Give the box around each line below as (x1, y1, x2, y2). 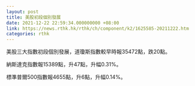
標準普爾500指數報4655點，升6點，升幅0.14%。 (6, 73, 126, 81)
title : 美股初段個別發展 (6, 14, 61, 20)
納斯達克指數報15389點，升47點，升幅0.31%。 (6, 61, 122, 68)
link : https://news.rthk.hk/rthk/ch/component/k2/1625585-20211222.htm (6, 25, 189, 32)
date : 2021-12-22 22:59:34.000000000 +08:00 (6, 20, 119, 26)
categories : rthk (6, 31, 50, 37)
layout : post (6, 8, 39, 15)
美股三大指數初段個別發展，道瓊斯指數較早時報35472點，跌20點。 (6, 48, 171, 56)
